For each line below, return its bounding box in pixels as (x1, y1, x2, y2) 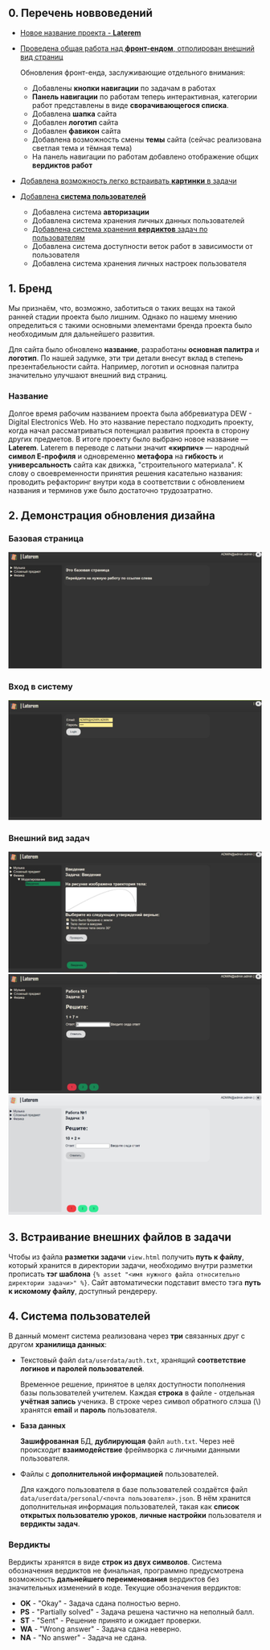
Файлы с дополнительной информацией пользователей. (19, 1469, 219, 1478)
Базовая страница (8, 533, 84, 545)
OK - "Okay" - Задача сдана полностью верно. (19, 1598, 181, 1608)
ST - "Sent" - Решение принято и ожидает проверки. (19, 1615, 202, 1625)
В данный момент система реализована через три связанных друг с (8, 1331, 246, 1341)
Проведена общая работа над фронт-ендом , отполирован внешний (19, 44, 255, 53)
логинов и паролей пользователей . (19, 1363, 145, 1373)
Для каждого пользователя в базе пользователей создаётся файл (19, 1484, 247, 1494)
